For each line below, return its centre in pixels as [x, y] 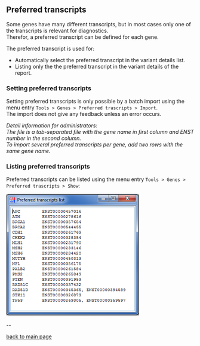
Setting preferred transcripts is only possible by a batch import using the [96, 102]
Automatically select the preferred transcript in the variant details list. [100, 60]
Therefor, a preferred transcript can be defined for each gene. [83, 37]
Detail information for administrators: [52, 125]
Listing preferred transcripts [48, 167]
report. [23, 73]
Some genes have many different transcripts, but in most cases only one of [99, 24]
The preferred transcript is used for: [50, 48]
